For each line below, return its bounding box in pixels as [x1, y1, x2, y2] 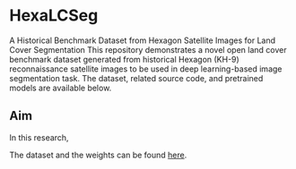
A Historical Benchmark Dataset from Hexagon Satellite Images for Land [9, 35, 276, 46]
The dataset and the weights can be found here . [9, 149, 187, 160]
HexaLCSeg [9, 5, 99, 26]
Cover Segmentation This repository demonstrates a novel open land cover [9, 44, 287, 55]
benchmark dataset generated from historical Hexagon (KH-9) [9, 54, 239, 64]
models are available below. [9, 82, 112, 93]
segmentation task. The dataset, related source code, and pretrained [9, 72, 264, 83]
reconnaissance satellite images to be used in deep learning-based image [9, 63, 283, 74]
